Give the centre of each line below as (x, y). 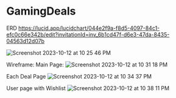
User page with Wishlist (36, 88)
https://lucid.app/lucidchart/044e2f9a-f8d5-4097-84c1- (89, 28)
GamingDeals (41, 11)
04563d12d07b (25, 41)
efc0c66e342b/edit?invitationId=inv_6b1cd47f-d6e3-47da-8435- (88, 34)
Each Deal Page (26, 76)
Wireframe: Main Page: (35, 65)
